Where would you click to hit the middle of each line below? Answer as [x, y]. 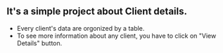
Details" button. [39, 43]
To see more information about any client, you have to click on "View [116, 36]
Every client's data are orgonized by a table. [81, 28]
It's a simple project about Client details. [97, 12]
